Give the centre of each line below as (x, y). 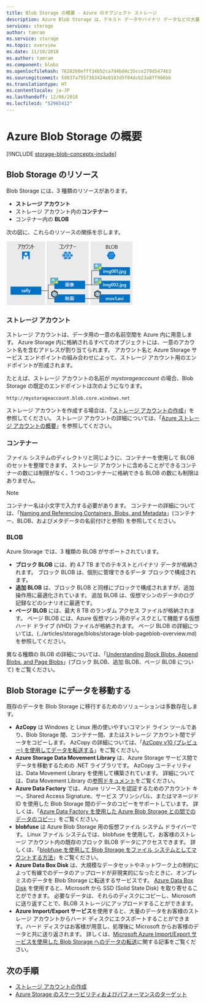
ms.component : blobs (33, 64)
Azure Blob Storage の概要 (74, 136)
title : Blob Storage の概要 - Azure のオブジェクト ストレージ (82, 13)
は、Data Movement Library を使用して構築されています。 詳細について (105, 773)
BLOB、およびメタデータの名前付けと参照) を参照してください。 (98, 521)
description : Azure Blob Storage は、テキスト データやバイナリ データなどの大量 (103, 19)
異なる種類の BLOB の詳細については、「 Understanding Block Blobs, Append (102, 654)
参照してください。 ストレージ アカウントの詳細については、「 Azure (91, 418)
